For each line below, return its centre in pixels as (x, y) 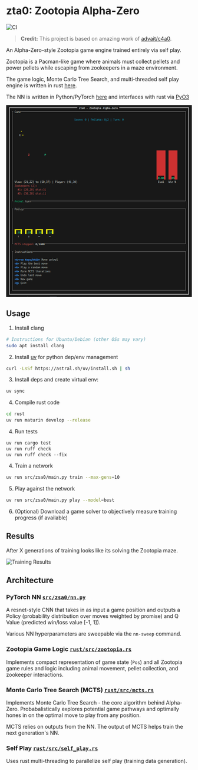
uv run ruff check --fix (37, 455)
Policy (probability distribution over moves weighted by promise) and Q (92, 616)
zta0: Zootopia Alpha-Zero (73, 11)
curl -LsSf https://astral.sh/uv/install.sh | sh (68, 368)
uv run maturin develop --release (49, 420)
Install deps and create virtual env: (57, 380)
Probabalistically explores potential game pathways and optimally (100, 709)
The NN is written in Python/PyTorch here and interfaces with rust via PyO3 (98, 97)
